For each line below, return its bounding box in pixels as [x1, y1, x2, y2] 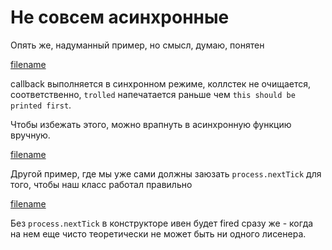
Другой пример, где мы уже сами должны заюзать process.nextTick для [10, 167, 322, 180]
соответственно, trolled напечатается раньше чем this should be [10, 88, 296, 100]
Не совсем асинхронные [10, 6, 230, 29]
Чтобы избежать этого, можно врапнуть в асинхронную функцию [10, 118, 292, 130]
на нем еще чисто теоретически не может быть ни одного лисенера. [10, 227, 307, 240]
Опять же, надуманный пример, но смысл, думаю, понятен [10, 39, 265, 51]
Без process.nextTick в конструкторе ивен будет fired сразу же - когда [10, 217, 314, 229]
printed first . [10, 99, 72, 111]
